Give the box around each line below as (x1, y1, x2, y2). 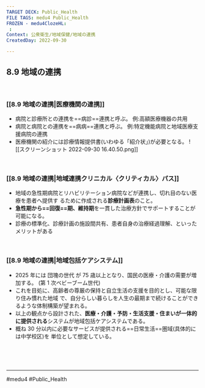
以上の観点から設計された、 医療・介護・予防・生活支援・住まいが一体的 (15, 310, 197, 317)
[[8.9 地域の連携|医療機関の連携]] (6, 100, 105, 108)
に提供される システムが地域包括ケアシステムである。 (15, 317, 149, 324)
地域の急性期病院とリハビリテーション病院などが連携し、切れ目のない (15, 189, 192, 196)
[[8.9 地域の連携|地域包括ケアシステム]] (6, 256, 123, 265)
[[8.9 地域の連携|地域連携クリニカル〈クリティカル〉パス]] (6, 174, 179, 183)
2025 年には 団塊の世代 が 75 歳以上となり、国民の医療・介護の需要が (15, 271, 192, 278)
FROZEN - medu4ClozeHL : (6, 20, 67, 26)
